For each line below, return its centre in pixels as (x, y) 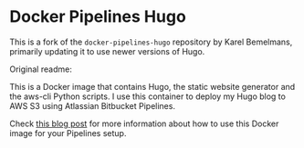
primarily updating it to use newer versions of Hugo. (107, 51)
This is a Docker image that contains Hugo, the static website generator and (152, 86)
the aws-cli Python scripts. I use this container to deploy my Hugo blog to (147, 96)
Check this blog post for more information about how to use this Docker (144, 123)
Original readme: (41, 69)
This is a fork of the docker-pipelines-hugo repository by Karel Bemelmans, (151, 42)
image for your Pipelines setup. (68, 133)
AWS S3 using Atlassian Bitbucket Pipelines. (93, 105)
